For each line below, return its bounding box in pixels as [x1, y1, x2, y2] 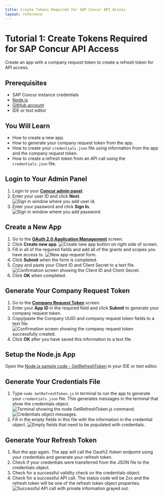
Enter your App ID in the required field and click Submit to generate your [12, 305, 159, 311]
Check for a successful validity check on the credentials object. [12, 470, 141, 475]
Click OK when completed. [12, 273, 67, 278]
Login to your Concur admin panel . [12, 188, 84, 194]
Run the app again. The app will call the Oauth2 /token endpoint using [12, 449, 153, 455]
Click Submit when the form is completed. [12, 257, 98, 263]
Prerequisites [5, 79, 47, 87]
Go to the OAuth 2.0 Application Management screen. [12, 236, 123, 242]
